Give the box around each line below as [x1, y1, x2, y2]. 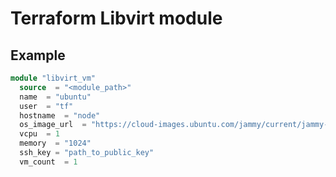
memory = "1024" [19, 138, 92, 149]
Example [10, 47, 66, 64]
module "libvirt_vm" [10, 73, 97, 83]
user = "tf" [19, 101, 74, 111]
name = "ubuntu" [19, 92, 92, 102]
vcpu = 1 [19, 129, 60, 139]
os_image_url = [19, 120, 87, 130]
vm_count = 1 [19, 157, 78, 167]
